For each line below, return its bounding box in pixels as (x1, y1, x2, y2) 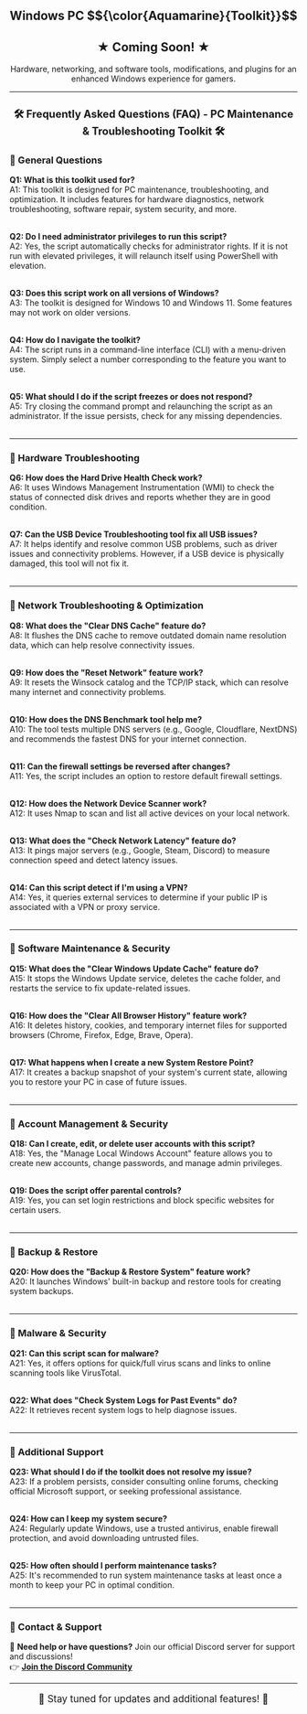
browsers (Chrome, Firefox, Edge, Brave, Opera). (9, 1029, 194, 1040)
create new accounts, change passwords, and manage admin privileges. (9, 1158, 283, 1169)
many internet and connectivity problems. (9, 686, 167, 697)
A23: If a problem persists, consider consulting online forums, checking (9, 1476, 279, 1487)
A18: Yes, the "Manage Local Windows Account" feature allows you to (9, 1148, 273, 1159)
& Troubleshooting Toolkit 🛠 (81, 123, 226, 137)
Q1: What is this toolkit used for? (9, 174, 135, 185)
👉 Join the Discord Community (9, 1661, 132, 1673)
